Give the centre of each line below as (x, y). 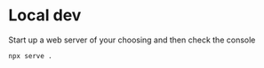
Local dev (45, 15)
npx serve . (30, 56)
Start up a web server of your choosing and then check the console (132, 40)
